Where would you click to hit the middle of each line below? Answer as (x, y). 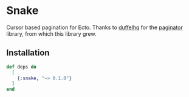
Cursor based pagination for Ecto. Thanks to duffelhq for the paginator (95, 27)
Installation (28, 53)
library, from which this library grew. (51, 33)
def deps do (21, 67)
